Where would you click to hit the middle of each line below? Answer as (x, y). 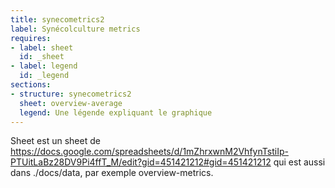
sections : (31, 85)
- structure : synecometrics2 (71, 94)
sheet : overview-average (71, 103)
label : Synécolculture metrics (75, 29)
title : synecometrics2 (57, 19)
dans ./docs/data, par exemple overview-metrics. (112, 173)
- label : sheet (42, 47)
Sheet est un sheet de (55, 141)
